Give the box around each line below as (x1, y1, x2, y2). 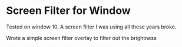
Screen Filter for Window (6, 4, 131, 17)
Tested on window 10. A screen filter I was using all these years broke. (6, 23, 177, 30)
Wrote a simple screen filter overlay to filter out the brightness (6, 34, 157, 41)
